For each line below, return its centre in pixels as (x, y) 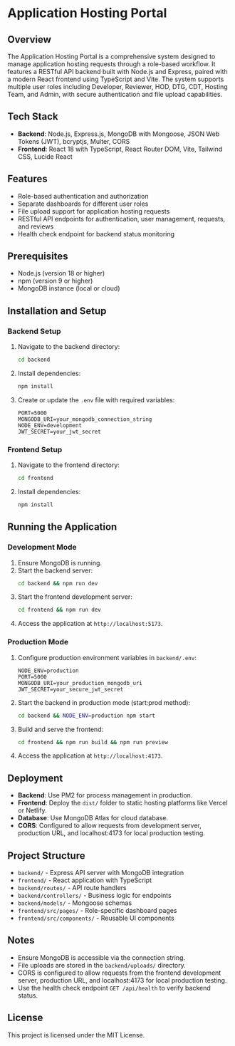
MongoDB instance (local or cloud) (69, 288)
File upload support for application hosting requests (94, 211)
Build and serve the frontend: (61, 729)
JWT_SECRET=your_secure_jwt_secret (70, 689)
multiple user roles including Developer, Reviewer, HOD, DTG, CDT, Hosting (117, 87)
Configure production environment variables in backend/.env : (107, 657)
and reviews (36, 226)
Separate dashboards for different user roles (83, 204)
